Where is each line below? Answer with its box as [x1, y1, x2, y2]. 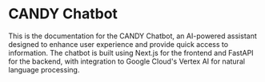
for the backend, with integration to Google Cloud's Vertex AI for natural [8, 57, 246, 66]
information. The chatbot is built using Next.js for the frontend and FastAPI [8, 48, 254, 57]
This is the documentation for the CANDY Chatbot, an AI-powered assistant [8, 31, 258, 41]
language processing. [8, 64, 80, 74]
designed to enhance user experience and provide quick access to [8, 39, 229, 49]
